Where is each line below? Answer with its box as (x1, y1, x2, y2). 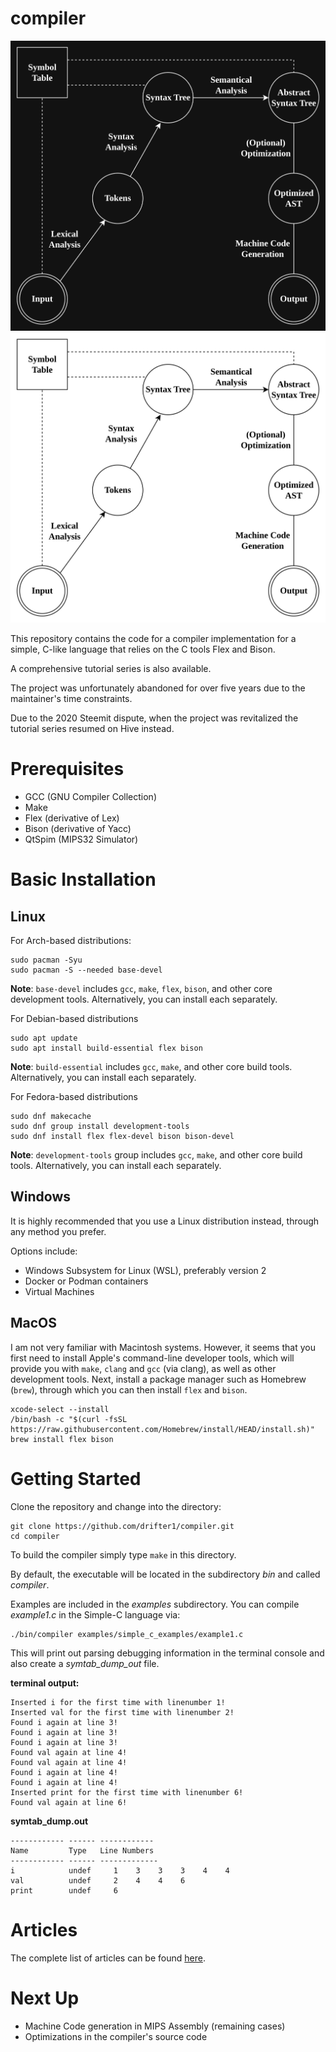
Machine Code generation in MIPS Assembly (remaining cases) (24, 2020, 286, 2032)
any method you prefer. (10, 1225, 107, 1237)
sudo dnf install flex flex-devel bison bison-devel (10, 1132, 235, 1142)
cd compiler (10, 1531, 60, 1541)
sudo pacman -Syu (10, 955, 83, 966)
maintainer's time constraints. (10, 693, 133, 705)
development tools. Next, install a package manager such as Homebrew (10, 1373, 307, 1385)
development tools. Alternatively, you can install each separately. (10, 993, 278, 1006)
